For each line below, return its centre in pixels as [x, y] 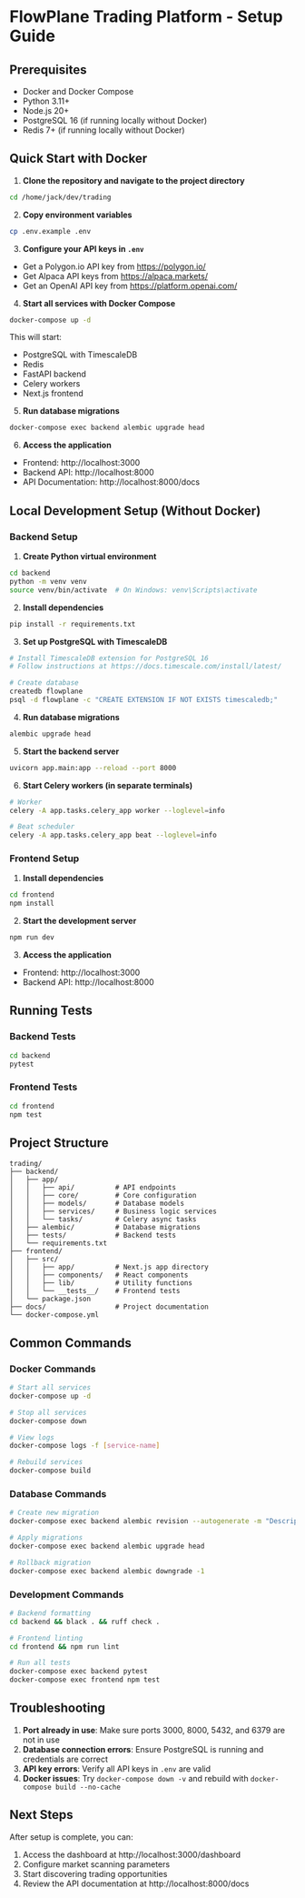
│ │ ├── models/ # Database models [97, 1204]
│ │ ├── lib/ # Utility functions [101, 1283]
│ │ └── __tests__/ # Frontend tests [95, 1291]
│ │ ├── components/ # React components [99, 1275]
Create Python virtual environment [89, 556]
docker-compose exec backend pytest [79, 1672]
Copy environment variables [77, 215]
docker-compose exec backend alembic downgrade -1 [107, 1571]
